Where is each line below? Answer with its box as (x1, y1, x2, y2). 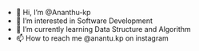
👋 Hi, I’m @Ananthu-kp (15, 8, 91, 17)
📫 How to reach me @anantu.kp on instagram (15, 33, 169, 43)
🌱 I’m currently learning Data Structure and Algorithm (15, 25, 191, 33)
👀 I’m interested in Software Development (15, 16, 153, 25)
